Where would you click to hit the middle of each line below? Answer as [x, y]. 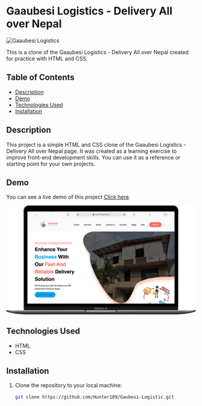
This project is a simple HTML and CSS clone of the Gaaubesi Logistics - [96, 144]
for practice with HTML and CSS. [47, 58]
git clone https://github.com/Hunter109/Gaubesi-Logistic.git [94, 397]
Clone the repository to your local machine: [68, 386]
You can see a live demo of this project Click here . [68, 197]
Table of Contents [41, 77]
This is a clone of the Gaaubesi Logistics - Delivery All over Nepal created [97, 52]
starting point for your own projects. [51, 164]
